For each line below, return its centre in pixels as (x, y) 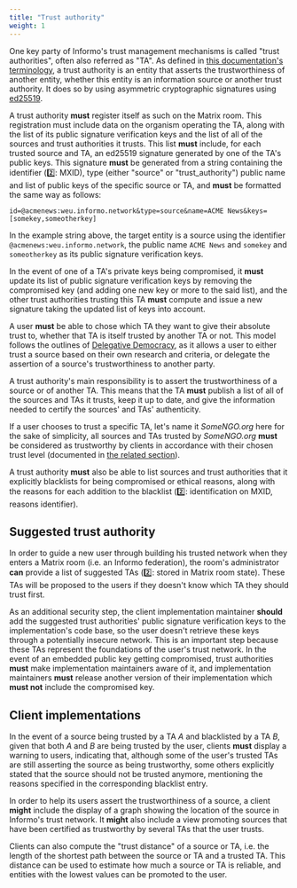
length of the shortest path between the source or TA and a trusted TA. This (148, 856)
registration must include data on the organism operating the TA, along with (147, 124)
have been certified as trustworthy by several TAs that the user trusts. (137, 829)
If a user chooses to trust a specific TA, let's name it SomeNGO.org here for (147, 426)
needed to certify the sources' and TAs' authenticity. (105, 409)
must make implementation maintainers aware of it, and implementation (141, 668)
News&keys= (247, 211)
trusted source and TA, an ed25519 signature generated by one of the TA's (145, 153)
